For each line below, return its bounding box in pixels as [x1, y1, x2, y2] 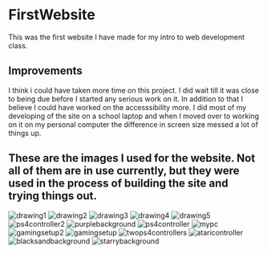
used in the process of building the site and [8, 177, 229, 190]
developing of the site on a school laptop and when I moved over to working [8, 111, 259, 121]
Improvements [8, 64, 83, 78]
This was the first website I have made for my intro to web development [8, 32, 245, 42]
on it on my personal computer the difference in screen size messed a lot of [8, 119, 259, 129]
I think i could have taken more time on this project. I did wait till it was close [8, 85, 260, 95]
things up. [8, 128, 42, 137]
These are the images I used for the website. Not [8, 151, 256, 166]
